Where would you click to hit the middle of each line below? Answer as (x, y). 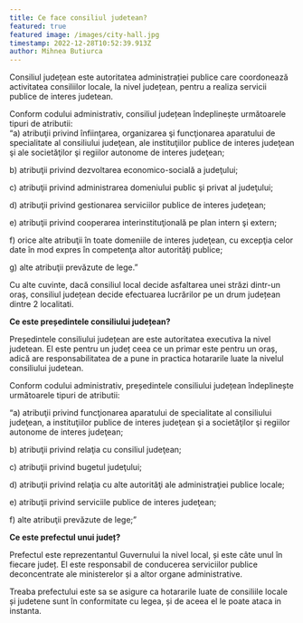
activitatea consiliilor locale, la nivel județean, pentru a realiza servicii (138, 87)
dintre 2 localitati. (42, 304)
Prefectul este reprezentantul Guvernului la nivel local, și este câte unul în (146, 555)
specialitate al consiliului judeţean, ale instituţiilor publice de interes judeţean (152, 143)
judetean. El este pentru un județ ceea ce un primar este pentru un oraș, (143, 349)
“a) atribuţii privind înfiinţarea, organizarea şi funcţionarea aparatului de (142, 133)
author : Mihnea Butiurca (56, 52)
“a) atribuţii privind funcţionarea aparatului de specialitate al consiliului (141, 413)
